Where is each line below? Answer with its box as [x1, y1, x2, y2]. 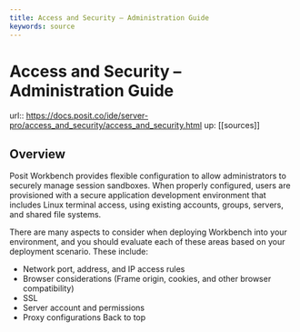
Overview [9, 146, 66, 162]
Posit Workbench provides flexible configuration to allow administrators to [9, 170, 286, 182]
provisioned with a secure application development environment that [9, 190, 266, 201]
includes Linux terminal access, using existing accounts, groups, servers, [9, 199, 285, 210]
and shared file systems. [9, 209, 102, 220]
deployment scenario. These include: [9, 246, 148, 257]
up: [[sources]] [204, 120, 261, 131]
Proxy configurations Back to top [22, 312, 146, 323]
